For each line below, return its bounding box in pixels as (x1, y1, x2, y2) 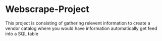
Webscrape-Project (5, 3, 89, 15)
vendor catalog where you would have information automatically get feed (5, 25, 157, 31)
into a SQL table (5, 30, 39, 36)
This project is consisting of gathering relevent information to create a (5, 20, 150, 26)
